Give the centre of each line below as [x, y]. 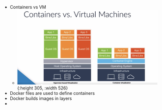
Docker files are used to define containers [52, 93]
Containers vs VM [28, 7]
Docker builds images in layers [41, 99]
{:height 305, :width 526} [42, 88]
